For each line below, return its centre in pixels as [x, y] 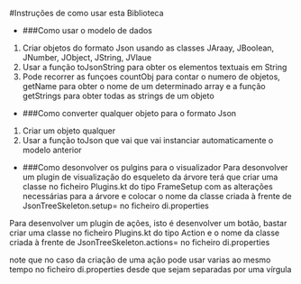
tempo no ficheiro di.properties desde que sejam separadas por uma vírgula [150, 269]
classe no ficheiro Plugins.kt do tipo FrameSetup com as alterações [147, 187]
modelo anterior [52, 150]
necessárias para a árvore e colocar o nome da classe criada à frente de [157, 196]
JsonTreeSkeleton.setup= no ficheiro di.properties [116, 206]
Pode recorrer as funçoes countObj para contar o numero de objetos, [151, 77]
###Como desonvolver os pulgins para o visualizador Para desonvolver [155, 167]
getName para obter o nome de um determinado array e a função [144, 86]
